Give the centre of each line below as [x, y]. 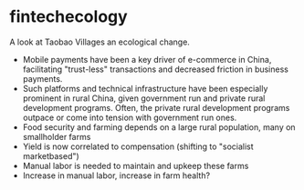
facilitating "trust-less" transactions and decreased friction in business [156, 69]
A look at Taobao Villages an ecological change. [100, 42]
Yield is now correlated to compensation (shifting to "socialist [138, 146]
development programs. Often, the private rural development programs [156, 107]
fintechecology [68, 17]
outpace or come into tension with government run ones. [130, 117]
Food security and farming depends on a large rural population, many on [159, 127]
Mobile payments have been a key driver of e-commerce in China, [147, 59]
